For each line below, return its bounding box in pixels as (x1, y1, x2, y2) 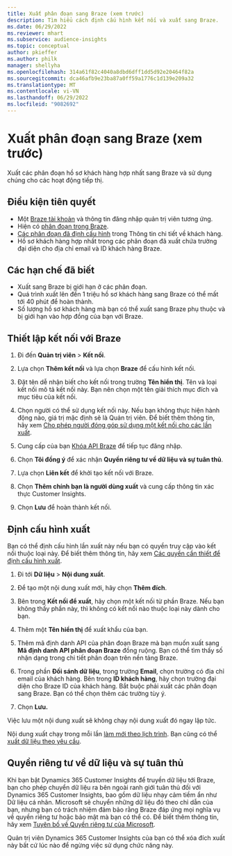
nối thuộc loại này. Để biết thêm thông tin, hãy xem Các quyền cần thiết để (7, 549, 221, 557)
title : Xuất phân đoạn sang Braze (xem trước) (7, 10, 144, 17)
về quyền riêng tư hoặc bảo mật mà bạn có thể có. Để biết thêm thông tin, (7, 812, 219, 821)
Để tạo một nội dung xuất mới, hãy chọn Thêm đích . (17, 584, 167, 592)
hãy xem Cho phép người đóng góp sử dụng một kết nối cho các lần (17, 421, 212, 429)
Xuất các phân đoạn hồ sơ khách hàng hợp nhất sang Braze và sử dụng (7, 168, 212, 177)
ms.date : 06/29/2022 (7, 23, 67, 30)
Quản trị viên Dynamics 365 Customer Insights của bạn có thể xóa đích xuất (7, 833, 226, 842)
